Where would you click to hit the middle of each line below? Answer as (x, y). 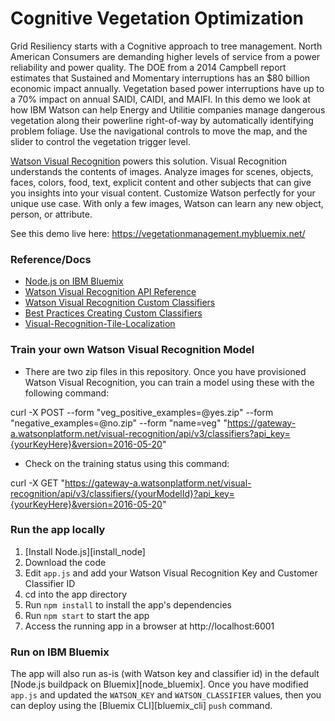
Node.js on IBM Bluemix (74, 281)
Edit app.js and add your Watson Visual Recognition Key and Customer (171, 573)
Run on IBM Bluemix (60, 652)
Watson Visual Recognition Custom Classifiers (120, 303)
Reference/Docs (51, 259)
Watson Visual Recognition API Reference (110, 292)
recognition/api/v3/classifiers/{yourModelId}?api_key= (122, 493)
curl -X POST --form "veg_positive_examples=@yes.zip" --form (142, 412)
